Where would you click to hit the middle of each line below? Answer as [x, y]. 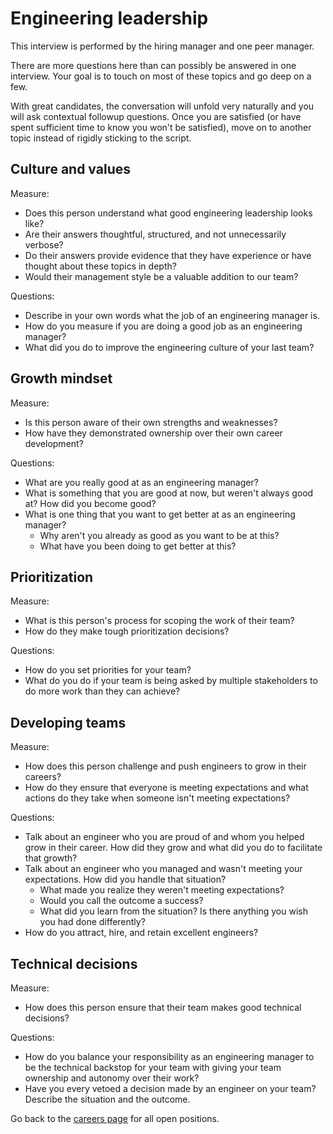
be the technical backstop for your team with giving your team [153, 1067]
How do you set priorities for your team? [108, 670]
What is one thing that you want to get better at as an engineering [160, 514]
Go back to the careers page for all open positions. [115, 1118]
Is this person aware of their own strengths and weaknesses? [151, 422]
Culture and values [70, 169]
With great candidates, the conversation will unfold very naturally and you [162, 106]
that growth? [51, 858]
